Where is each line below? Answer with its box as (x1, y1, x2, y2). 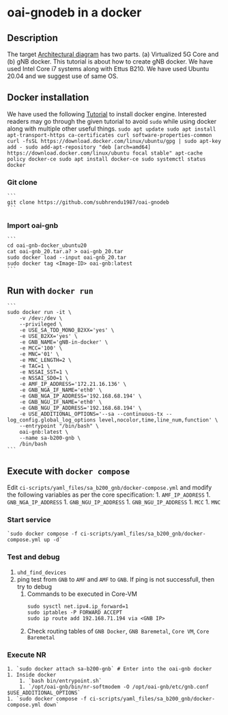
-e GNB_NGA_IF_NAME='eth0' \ (19, 387, 102, 394)
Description (7, 32, 58, 44)
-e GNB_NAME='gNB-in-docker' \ (19, 339, 109, 346)
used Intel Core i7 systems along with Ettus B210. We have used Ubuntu (7, 65, 210, 73)
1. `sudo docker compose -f (7, 695, 87, 702)
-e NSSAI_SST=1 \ (19, 369, 69, 376)
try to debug (16, 582, 53, 590)
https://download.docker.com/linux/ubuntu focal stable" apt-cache (7, 149, 203, 157)
